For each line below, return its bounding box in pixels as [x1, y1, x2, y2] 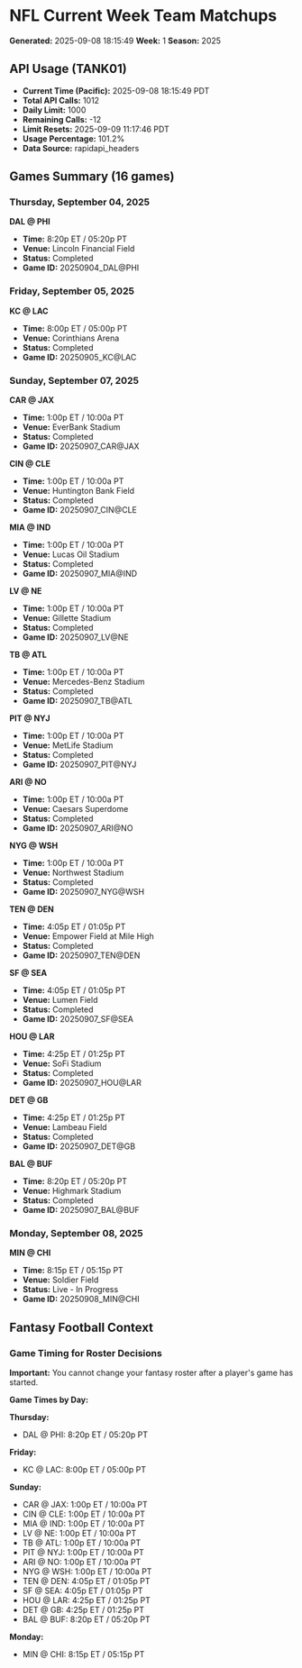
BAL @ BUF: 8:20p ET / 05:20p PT [22, 1614, 151, 1625]
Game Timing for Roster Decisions [9, 1346, 162, 1359]
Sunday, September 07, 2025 [9, 374, 140, 387]
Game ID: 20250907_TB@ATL [22, 696, 133, 706]
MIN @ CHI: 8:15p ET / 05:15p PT [22, 1649, 145, 1660]
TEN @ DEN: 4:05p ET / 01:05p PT [22, 1576, 151, 1587]
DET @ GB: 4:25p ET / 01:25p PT [22, 1605, 145, 1616]
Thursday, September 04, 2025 [9, 196, 151, 208]
